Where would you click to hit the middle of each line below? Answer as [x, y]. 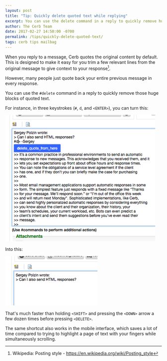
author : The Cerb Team [29, 26]
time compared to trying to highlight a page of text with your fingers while [81, 334]
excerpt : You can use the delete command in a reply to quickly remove [81, 21]
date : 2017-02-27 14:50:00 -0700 [40, 32]
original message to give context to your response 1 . [58, 68]
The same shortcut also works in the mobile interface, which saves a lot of [81, 328]
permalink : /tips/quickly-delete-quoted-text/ [54, 37]
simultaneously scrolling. [31, 339]
